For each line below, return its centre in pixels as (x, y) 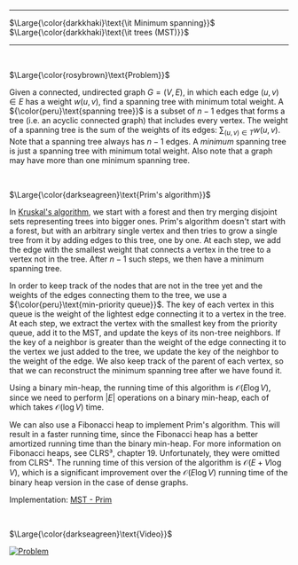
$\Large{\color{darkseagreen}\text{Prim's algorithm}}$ (110, 194)
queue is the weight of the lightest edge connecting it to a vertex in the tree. (148, 314)
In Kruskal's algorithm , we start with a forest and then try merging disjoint (143, 212)
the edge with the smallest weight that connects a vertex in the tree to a (140, 249)
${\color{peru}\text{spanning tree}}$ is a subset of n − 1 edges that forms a (147, 111)
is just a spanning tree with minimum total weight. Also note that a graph (141, 151)
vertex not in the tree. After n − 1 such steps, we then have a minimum (137, 259)
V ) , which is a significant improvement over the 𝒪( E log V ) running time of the (149, 472)
